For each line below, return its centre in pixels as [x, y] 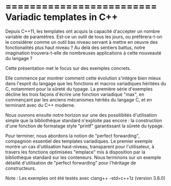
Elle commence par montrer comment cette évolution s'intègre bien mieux [83, 78]
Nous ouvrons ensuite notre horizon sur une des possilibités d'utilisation [81, 115]
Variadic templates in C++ [62, 17]
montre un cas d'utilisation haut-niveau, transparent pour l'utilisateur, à [80, 146]
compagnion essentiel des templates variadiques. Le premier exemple [79, 141]
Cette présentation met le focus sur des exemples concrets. [68, 68]
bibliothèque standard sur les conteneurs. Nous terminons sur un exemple [83, 157]
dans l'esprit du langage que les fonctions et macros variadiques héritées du [86, 83]
